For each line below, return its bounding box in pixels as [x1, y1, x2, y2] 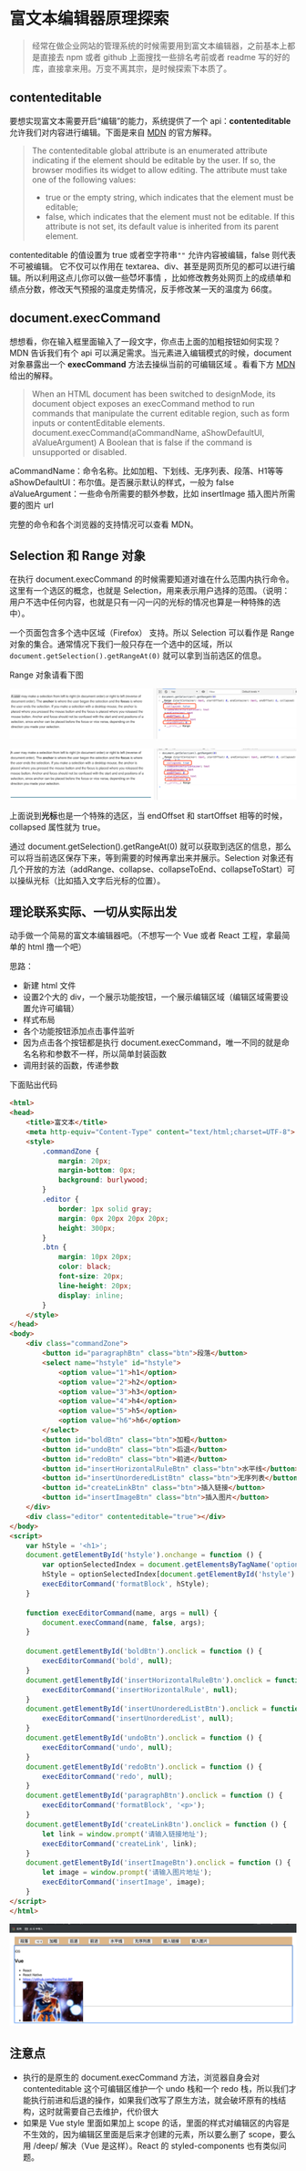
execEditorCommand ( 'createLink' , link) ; [42, 1839, 198, 1848]
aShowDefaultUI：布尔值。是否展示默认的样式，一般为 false [9, 476, 235, 488]
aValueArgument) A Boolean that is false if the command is [31, 437, 252, 448]
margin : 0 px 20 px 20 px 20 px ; [57, 1214, 169, 1223]
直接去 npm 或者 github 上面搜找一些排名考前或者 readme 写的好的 [39, 51, 291, 62]
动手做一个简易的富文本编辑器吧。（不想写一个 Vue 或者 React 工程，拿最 [9, 930, 282, 941]
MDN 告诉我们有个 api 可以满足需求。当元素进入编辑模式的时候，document [9, 347, 292, 358]
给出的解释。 [9, 370, 57, 381]
